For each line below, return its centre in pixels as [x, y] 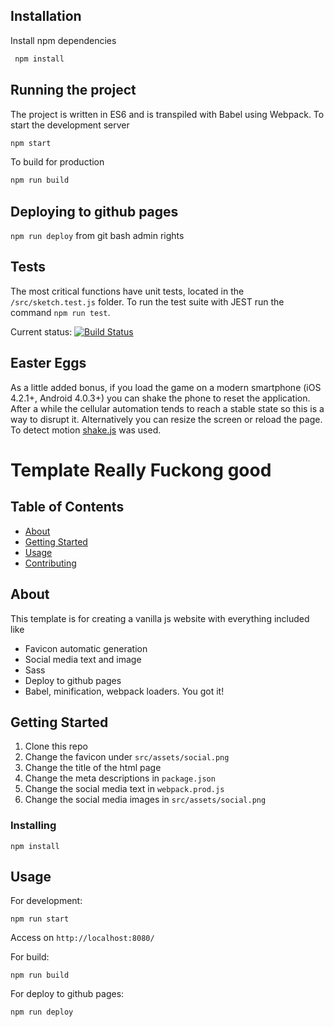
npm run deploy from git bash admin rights [97, 236]
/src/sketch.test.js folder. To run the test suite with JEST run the [147, 301]
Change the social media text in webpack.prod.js [124, 789]
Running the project [73, 90]
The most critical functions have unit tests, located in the [127, 291]
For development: [46, 901]
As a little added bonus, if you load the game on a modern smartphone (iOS [166, 387]
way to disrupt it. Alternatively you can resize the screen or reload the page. [166, 419]
